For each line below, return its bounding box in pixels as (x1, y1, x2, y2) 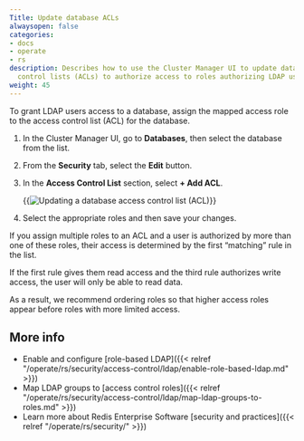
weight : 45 (9, 81, 51, 90)
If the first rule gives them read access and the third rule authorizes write (9, 266, 281, 277)
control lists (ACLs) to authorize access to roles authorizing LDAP (17, 72, 285, 81)
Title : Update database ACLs (9, 13, 119, 23)
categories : (9, 30, 54, 39)
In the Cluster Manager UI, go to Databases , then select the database (22, 132, 282, 143)
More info (9, 330, 65, 345)
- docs (9, 38, 34, 48)
